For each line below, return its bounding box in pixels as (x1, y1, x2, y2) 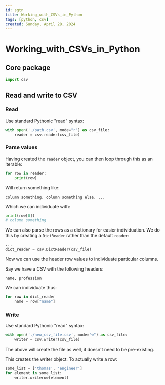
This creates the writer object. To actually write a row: (5, 356, 118, 362)
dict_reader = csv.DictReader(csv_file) (5, 247, 92, 252)
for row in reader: (5, 171, 47, 176)
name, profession (5, 276, 42, 281)
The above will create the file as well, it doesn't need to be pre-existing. (5, 346, 154, 352)
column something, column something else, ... (5, 195, 105, 200)
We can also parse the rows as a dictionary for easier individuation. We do (5, 227, 160, 233)
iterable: (5, 161, 23, 167)
